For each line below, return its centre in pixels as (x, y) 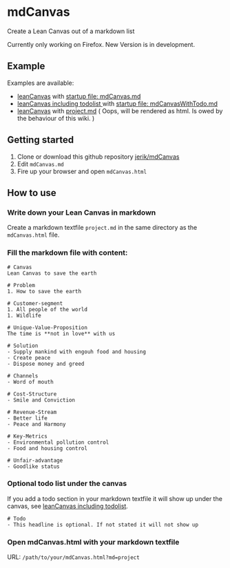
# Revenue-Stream (32, 412)
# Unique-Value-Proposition (48, 327)
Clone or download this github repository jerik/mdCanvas (98, 157)
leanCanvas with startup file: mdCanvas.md (79, 96)
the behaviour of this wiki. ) (56, 118)
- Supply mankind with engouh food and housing (77, 352)
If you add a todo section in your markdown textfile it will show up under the (115, 498)
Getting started (41, 140)
